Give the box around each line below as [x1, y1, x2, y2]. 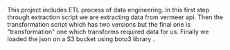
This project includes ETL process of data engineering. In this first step [7, 6, 210, 14]
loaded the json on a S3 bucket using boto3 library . [7, 35, 155, 43]
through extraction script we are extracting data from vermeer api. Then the [7, 13, 224, 21]
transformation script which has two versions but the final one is [7, 21, 191, 28]
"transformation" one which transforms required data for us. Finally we [7, 27, 209, 36]
